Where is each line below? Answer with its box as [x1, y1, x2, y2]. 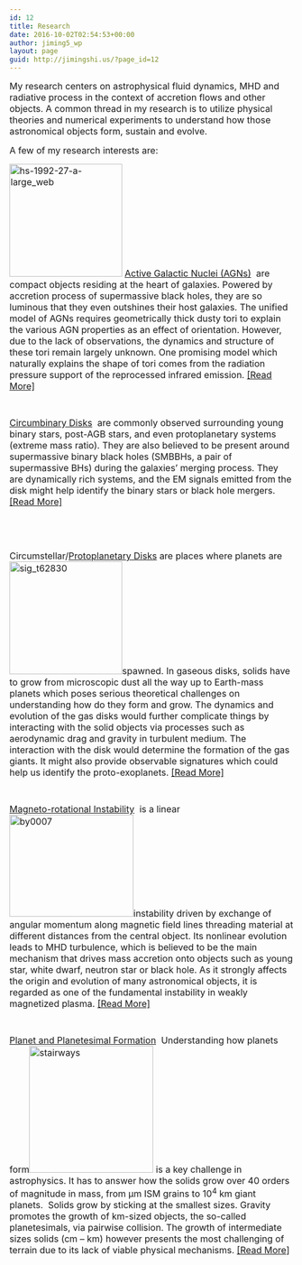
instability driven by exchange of [133, 908, 272, 919]
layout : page [9, 47, 59, 56]
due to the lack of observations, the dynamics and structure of [9, 335, 275, 347]
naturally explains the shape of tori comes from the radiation [9, 357, 266, 370]
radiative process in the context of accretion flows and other [9, 91, 266, 104]
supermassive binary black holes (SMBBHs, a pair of [9, 450, 233, 463]
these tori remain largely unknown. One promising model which [9, 346, 278, 358]
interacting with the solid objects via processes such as [9, 721, 245, 734]
